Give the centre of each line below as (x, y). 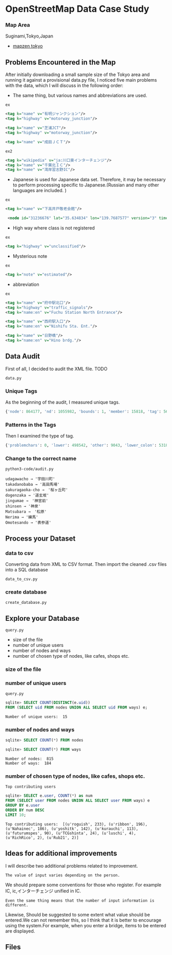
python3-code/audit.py (29, 469)
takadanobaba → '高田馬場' (33, 485)
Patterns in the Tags (31, 425)
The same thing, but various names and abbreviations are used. (80, 95)
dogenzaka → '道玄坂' (27, 495)
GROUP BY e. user (23, 806)
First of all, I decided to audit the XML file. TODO (56, 369)
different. (17, 905)
